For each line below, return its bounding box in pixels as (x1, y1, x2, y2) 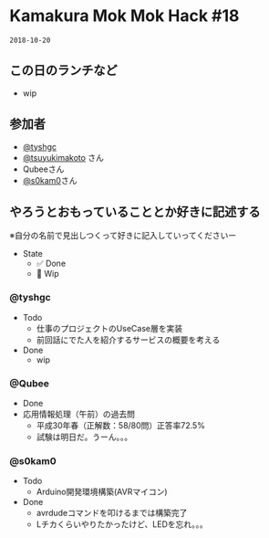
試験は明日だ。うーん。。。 (36, 431, 133, 442)
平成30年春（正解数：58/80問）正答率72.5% (36, 419, 205, 430)
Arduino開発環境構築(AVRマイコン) (36, 486, 168, 498)
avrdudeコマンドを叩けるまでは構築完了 (36, 508, 188, 519)
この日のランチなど (9, 63, 118, 79)
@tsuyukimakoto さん (22, 152, 105, 163)
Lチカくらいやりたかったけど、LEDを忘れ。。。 (36, 519, 208, 530)
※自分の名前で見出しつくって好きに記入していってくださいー (9, 230, 237, 241)
